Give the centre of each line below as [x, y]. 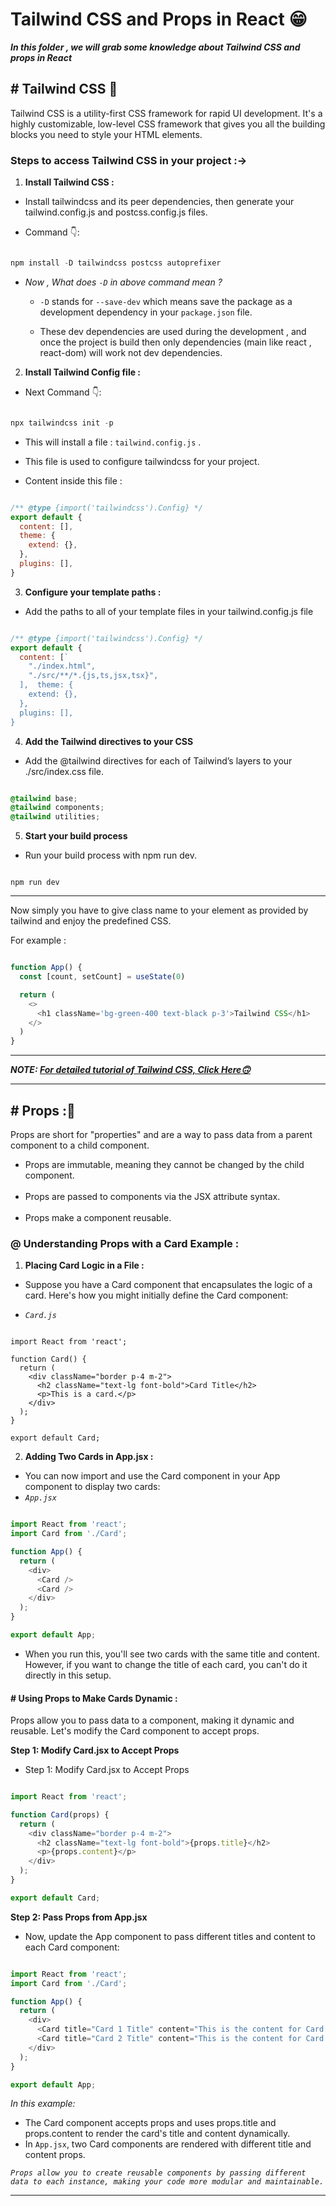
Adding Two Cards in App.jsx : [89, 1457]
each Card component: [72, 1947]
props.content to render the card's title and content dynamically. [157, 2134]
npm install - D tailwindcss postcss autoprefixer [116, 263]
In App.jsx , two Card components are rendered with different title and [168, 2144]
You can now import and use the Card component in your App [152, 1476]
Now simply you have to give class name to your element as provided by [159, 910]
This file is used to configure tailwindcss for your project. [142, 461]
